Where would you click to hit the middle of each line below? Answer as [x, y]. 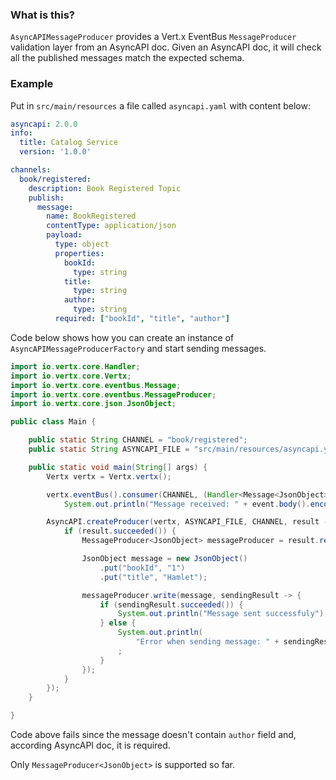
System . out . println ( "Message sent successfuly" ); [223, 614]
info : [21, 133]
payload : [64, 235]
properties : [79, 253]
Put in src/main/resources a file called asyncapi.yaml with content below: [160, 105]
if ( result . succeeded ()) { [120, 531]
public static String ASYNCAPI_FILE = [109, 449]
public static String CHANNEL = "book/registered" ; [138, 440]
